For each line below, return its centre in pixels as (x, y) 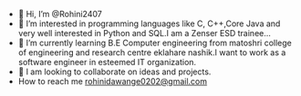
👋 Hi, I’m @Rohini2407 (60, 14)
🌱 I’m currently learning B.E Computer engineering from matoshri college (155, 43)
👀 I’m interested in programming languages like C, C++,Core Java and (149, 24)
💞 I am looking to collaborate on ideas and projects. (114, 72)
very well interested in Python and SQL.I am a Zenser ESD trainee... (145, 33)
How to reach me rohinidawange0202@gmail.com (113, 81)
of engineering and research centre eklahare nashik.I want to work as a (152, 53)
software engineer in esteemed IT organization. (107, 62)
